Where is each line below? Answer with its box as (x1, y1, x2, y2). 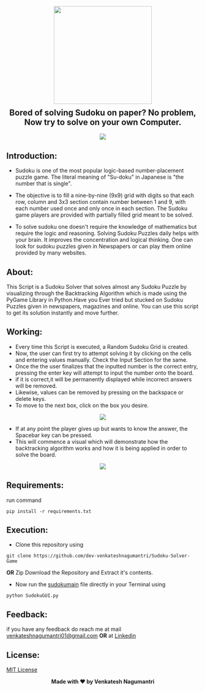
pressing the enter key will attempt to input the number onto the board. (15, 369, 194, 376)
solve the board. (15, 450, 57, 458)
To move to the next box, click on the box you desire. (15, 402, 149, 409)
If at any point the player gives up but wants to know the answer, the (15, 425, 188, 432)
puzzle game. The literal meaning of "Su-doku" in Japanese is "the (15, 173, 184, 181)
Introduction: (6, 151, 58, 161)
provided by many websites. (15, 249, 87, 256)
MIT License (6, 666, 38, 673)
